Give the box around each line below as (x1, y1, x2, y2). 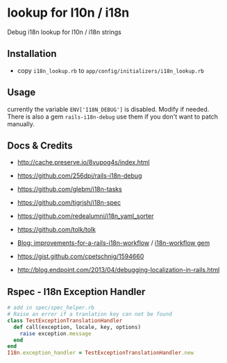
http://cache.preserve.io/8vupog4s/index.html (17, 158, 150, 167)
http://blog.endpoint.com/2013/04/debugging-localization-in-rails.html (17, 266, 220, 274)
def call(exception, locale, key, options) (13, 323, 141, 330)
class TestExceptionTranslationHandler (7, 317, 123, 324)
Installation (7, 48, 57, 60)
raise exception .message (19, 330, 92, 337)
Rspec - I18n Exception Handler (7, 286, 146, 298)
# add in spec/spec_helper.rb (7, 304, 95, 312)
